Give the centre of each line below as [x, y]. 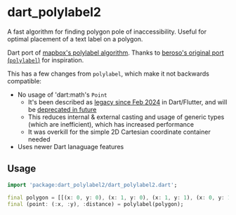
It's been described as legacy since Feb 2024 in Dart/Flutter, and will [127, 102]
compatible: [25, 81]
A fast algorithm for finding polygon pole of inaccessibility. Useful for [107, 32]
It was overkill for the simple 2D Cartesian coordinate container [119, 132]
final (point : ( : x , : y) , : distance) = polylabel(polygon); [96, 204]
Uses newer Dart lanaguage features [71, 146]
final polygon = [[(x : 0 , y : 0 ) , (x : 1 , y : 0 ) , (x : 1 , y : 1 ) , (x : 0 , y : [116, 197]
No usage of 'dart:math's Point [62, 95]
